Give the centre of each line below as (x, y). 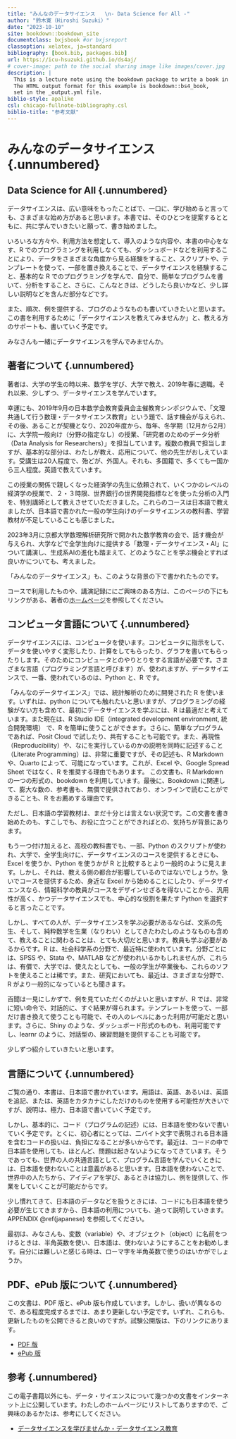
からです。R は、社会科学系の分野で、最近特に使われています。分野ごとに (120, 949)
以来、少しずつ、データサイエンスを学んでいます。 (87, 393)
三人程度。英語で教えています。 (59, 469)
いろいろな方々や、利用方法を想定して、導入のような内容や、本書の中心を (115, 241)
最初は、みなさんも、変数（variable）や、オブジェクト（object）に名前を (114, 1234)
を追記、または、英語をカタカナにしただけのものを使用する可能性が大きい (115, 1101)
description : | (30, 73)
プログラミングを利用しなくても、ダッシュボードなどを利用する (129, 249)
